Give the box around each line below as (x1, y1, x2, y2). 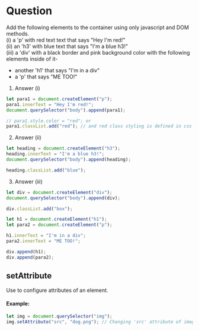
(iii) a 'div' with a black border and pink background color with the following (6, 49, 191, 56)
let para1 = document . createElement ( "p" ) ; (6, 96, 113, 102)
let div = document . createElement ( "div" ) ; (6, 189, 113, 195)
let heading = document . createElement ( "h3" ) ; (6, 145, 120, 152)
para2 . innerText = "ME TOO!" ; (6, 238, 81, 244)
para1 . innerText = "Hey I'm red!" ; (6, 101, 94, 107)
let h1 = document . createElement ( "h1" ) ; (6, 217, 108, 222)
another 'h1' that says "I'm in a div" (14, 66, 100, 74)
